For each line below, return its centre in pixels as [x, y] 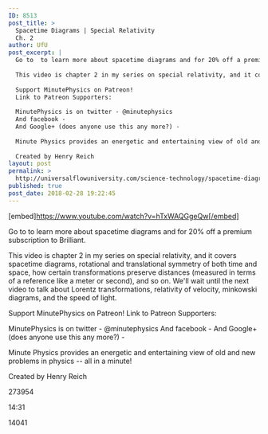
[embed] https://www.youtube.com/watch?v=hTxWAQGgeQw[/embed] [124, 216]
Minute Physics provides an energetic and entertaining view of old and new [132, 352]
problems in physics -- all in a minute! [70, 361]
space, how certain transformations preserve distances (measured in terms [132, 272]
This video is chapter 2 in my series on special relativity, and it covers [122, 255]
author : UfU [28, 45]
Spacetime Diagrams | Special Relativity [85, 30]
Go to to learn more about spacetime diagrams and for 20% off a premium [130, 231]
